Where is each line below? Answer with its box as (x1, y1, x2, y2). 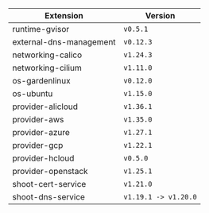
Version (145, 10, 176, 21)
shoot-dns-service (12, 192, 86, 202)
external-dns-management (12, 37, 117, 47)
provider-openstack (12, 166, 89, 176)
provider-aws (12, 114, 64, 125)
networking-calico (12, 49, 82, 60)
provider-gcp (12, 140, 64, 150)
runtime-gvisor (12, 24, 70, 34)
